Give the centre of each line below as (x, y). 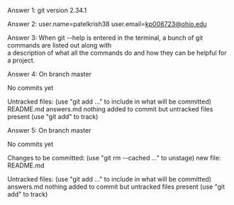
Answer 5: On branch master (49, 130)
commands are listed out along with (60, 45)
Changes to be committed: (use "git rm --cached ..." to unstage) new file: (114, 158)
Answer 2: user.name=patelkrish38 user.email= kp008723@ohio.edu (107, 24)
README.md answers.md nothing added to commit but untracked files (110, 109)
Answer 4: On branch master (50, 74)
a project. (21, 60)
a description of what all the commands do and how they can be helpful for (117, 53)
